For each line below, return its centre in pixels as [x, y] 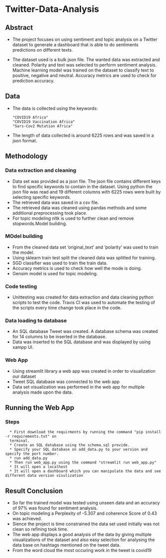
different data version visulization [44, 476]
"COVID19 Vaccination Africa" [44, 122]
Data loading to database [36, 320]
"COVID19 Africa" [30, 117]
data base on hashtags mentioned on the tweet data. [66, 545]
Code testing [21, 286]
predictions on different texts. [42, 50]
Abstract [19, 28]
